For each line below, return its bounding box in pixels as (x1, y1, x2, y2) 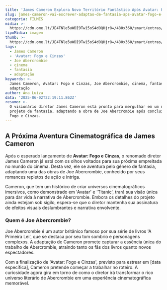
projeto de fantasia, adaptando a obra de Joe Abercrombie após (9, 109, 146, 114)
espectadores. (5, 249, 35, 255)
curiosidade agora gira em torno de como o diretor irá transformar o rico (5, 269, 154, 276)
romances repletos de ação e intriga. (5, 174, 81, 180)
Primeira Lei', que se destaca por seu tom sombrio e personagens (5, 233, 140, 239)
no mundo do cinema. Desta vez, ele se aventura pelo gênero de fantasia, (5, 163, 157, 169)
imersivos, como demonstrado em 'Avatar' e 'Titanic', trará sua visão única (5, 189, 158, 195)
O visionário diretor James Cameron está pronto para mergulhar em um (9, 104, 159, 109)
